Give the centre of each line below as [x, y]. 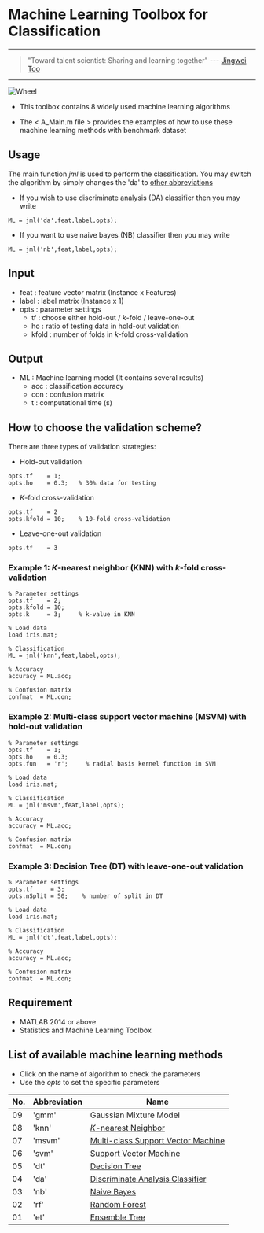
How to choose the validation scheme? [105, 428]
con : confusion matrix [68, 394]
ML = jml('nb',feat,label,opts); [63, 249]
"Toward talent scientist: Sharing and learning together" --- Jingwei [137, 60]
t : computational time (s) [71, 403]
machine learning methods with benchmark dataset [103, 130]
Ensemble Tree [117, 1217]
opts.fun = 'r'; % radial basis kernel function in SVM [112, 764]
